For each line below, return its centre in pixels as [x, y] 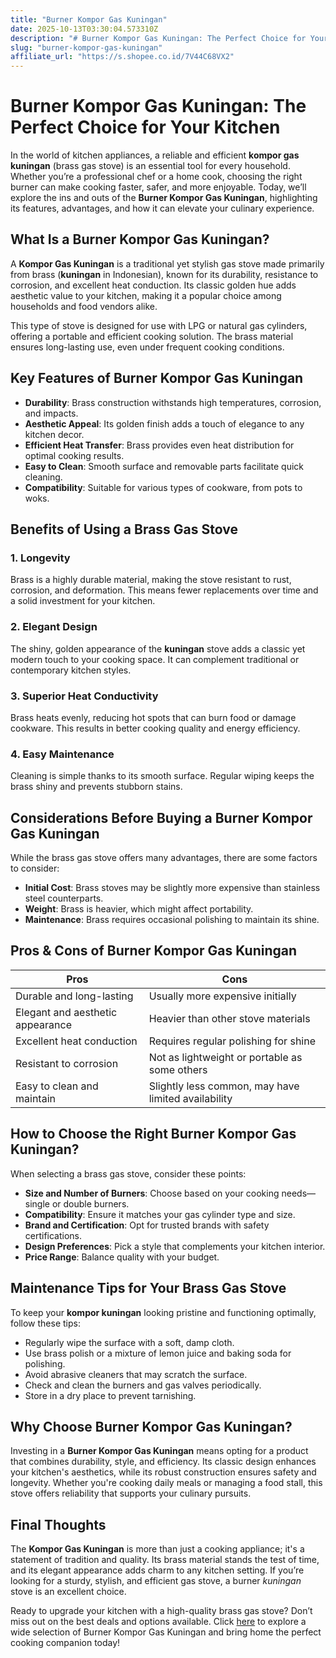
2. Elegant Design [54, 627]
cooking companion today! [65, 1643]
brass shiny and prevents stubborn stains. [96, 787]
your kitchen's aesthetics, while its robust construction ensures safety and [163, 1472]
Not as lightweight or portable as [225, 1057]
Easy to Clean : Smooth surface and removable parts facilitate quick [164, 466]
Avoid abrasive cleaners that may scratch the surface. [136, 1374]
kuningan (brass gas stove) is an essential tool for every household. [150, 166]
